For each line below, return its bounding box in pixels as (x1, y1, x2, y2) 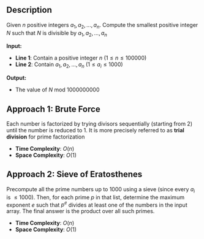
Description (6, 5, 52, 15)
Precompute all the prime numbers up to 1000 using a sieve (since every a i (6, 185, 195, 194)
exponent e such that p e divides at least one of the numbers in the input (6, 200, 188, 208)
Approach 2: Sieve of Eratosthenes (6, 169, 143, 180)
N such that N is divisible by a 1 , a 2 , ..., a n (6, 29, 107, 38)
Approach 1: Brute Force (6, 104, 100, 114)
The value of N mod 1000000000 (15, 86, 100, 94)
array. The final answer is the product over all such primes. (6, 208, 155, 215)
